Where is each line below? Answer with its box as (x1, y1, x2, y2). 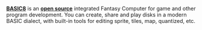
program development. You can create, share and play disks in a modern (6, 11, 187, 18)
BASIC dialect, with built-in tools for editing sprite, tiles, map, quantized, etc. (6, 18, 196, 24)
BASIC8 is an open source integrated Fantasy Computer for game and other (6, 5, 196, 12)
